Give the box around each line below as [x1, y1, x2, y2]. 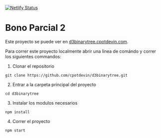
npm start [5, 128, 26, 133]
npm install [5, 110, 30, 115]
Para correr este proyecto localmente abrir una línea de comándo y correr [5, 48, 157, 54]
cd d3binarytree [5, 91, 39, 96]
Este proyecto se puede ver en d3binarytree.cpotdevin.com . [5, 38, 129, 44]
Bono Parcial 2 [5, 22, 66, 33]
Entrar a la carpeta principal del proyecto [12, 81, 96, 87]
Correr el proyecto [12, 118, 51, 124]
